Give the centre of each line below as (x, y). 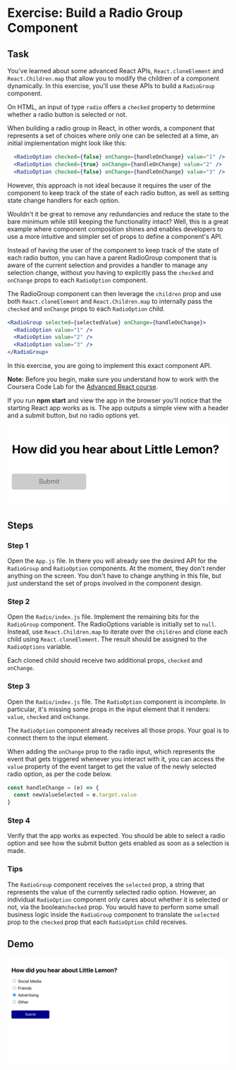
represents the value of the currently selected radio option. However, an (112, 892)
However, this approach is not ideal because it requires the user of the (109, 185)
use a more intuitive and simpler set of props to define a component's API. (115, 236)
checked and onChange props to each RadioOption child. (86, 309)
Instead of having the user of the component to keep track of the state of (113, 250)
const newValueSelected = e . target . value (75, 795)
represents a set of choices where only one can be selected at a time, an (113, 136)
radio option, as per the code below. (60, 774)
